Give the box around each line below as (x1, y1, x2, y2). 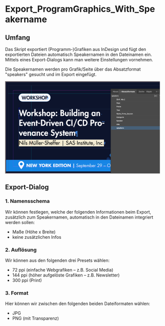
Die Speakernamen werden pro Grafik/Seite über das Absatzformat (5, 66, 141, 72)
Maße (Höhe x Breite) (12, 229, 56, 235)
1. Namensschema (5, 198, 50, 204)
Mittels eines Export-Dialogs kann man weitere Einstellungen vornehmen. (5, 57, 153, 62)
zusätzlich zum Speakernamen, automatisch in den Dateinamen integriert (5, 214, 154, 220)
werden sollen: (5, 219, 35, 225)
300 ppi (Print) (12, 277, 42, 283)
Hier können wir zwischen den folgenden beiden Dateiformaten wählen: (5, 301, 151, 307)
